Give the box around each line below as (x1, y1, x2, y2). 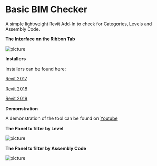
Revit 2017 (5, 75, 27, 81)
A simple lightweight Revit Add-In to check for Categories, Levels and (5, 20, 152, 27)
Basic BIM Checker (5, 4, 88, 15)
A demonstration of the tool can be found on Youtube (5, 115, 118, 121)
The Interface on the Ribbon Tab (5, 36, 75, 42)
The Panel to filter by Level (5, 125, 64, 131)
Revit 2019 (5, 95, 28, 101)
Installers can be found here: (5, 66, 66, 72)
